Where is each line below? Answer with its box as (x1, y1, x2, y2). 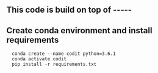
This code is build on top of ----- (6, 5, 132, 15)
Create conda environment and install (6, 25, 153, 36)
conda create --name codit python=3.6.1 (12, 51, 116, 57)
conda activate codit (12, 56, 67, 62)
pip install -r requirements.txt (12, 62, 97, 68)
